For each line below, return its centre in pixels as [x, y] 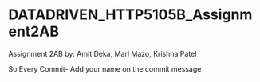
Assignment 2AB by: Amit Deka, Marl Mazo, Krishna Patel [102, 53]
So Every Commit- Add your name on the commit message [105, 68]
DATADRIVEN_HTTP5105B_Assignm [130, 15]
